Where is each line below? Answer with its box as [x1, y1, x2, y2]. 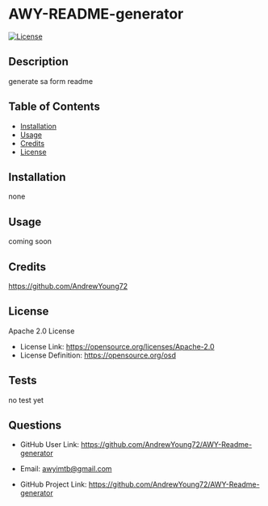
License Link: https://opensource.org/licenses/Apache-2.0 [19, 341, 216, 351]
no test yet [8, 395, 44, 404]
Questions [8, 419, 62, 433]
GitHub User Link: [19, 440, 79, 450]
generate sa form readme [8, 76, 94, 86]
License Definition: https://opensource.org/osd [19, 350, 176, 360]
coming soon [8, 236, 52, 246]
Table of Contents [8, 100, 101, 114]
